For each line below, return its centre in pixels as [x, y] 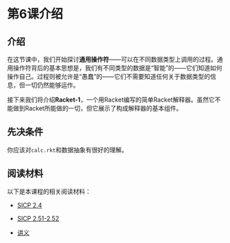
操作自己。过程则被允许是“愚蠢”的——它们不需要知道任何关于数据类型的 [109, 77]
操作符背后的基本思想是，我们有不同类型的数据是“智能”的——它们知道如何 [117, 68]
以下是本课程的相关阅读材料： [49, 191]
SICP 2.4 [29, 205]
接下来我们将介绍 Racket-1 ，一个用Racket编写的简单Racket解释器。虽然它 [111, 100]
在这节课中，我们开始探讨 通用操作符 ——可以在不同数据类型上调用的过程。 [112, 59]
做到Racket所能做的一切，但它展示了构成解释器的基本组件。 [98, 108]
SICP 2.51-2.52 [38, 218]
